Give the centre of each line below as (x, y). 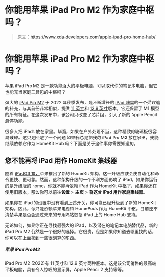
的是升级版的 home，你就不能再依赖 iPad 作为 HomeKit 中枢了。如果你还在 (81, 186)
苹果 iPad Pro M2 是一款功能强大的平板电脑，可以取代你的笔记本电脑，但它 (81, 86)
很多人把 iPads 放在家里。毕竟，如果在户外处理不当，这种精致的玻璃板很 (79, 131)
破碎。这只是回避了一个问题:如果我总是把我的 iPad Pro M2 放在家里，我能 (84, 137)
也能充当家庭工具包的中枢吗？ (35, 92)
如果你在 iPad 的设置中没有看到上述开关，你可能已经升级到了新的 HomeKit (81, 202)
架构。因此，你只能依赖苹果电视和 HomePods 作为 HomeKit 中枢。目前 (77, 208)
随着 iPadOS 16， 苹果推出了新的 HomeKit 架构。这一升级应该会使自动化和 (80, 173)
